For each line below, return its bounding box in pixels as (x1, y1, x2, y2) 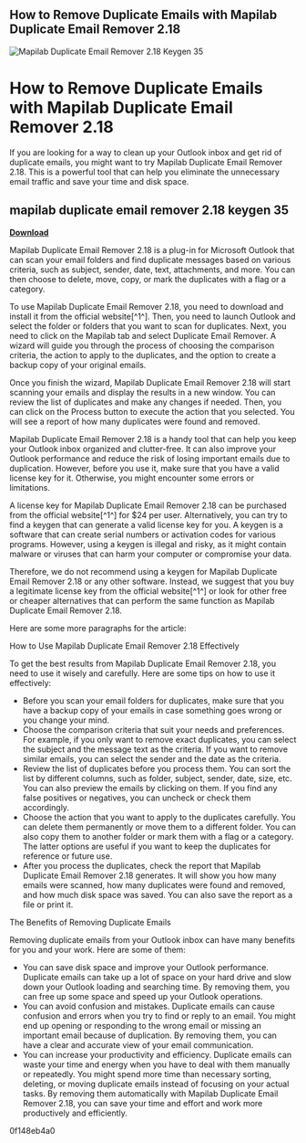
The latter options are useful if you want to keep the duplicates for (22, 841, 271, 852)
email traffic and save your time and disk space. (9, 175, 189, 186)
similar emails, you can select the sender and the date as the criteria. (22, 753, 281, 764)
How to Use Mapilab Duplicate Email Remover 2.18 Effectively (9, 640, 240, 651)
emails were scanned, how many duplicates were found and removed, (22, 879, 286, 890)
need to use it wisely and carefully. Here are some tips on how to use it (9, 667, 276, 679)
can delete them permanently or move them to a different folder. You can (22, 821, 296, 832)
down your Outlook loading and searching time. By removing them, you (22, 981, 290, 992)
